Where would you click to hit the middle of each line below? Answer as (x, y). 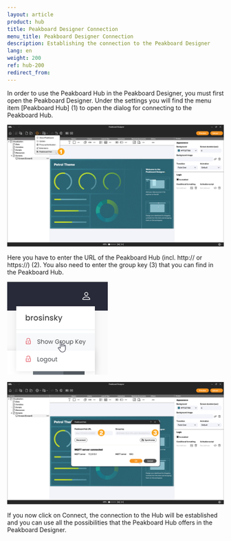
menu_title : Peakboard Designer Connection (70, 36)
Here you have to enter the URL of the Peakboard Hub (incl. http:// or (105, 257)
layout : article (30, 14)
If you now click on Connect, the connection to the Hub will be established (112, 515)
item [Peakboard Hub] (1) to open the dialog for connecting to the (100, 107)
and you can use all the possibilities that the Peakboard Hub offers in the (110, 522)
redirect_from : (29, 72)
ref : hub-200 (26, 65)
